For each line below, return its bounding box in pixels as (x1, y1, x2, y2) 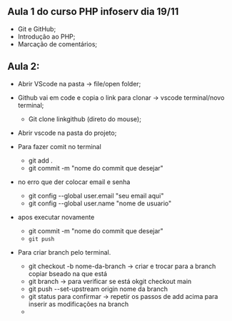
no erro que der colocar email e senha (17, 178, 131, 186)
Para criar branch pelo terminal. (17, 248, 111, 256)
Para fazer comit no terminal (17, 142, 101, 151)
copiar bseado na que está (28, 269, 108, 277)
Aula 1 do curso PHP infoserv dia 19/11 (7, 6, 179, 18)
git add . (28, 156, 54, 165)
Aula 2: (7, 61, 40, 73)
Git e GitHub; (17, 24, 56, 33)
